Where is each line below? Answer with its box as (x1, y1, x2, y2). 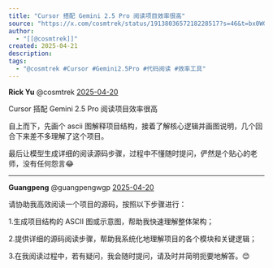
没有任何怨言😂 (22, 158, 75, 168)
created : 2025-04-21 (8, 42, 79, 50)
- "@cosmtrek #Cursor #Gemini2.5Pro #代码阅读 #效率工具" (15, 65, 206, 73)
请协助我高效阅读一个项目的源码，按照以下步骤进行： (8, 199, 187, 209)
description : (8, 50, 53, 58)
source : (8, 19, 35, 28)
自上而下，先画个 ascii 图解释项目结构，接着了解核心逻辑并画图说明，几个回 (8, 121, 262, 131)
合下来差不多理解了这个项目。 (8, 131, 108, 140)
